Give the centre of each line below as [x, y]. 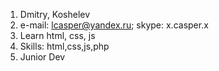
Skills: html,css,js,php [64, 46]
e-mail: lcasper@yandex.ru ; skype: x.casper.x [114, 25]
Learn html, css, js [57, 35]
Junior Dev [42, 57]
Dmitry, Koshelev [55, 14]
